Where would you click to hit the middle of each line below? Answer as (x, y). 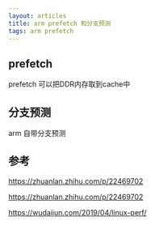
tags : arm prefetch (41, 31)
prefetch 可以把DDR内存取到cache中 (69, 84)
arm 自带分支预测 (37, 133)
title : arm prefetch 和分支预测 (60, 23)
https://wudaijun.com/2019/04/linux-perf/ (77, 212)
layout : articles (38, 16)
